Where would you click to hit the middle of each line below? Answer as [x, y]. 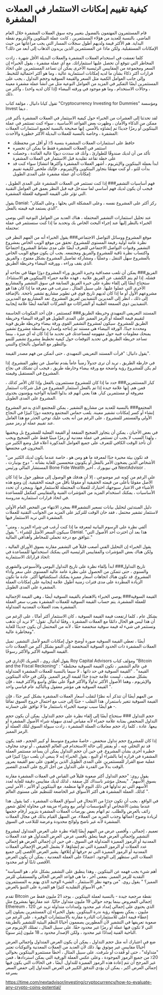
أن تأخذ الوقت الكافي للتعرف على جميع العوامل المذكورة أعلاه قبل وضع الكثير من [79, 442]
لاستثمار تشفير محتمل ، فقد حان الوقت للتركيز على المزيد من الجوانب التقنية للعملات [82, 512]
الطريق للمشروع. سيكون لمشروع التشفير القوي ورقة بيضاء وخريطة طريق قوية [77, 323]
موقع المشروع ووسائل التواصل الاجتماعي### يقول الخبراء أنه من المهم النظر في [79, 237]
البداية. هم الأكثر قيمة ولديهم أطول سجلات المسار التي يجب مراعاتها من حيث [74, 43]
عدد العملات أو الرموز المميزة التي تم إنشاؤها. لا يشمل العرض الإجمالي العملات [76, 846]
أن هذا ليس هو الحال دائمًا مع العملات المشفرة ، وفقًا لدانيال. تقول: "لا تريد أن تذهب [80, 621]
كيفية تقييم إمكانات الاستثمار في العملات [76, 9]
